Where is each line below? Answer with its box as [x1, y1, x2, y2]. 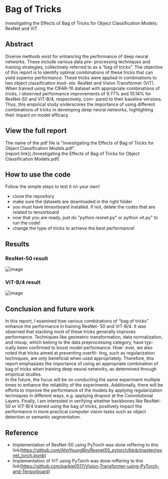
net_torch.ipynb [12, 452, 45, 458]
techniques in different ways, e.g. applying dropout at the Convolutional [5, 393, 153, 399]
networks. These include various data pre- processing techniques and [5, 59, 150, 65]
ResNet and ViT [5, 25, 38, 31]
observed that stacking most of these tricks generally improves [5, 329, 136, 335]
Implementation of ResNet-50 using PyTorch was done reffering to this [12, 441, 159, 447]
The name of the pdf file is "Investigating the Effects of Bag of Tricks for [5, 139, 154, 146]
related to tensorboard [12, 209, 59, 215]
